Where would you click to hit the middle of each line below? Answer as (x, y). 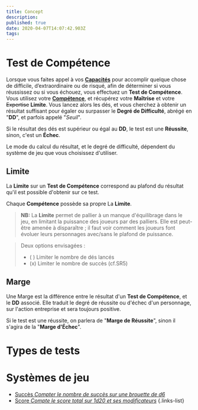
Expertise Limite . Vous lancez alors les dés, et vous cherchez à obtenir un (96, 105)
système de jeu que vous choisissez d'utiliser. (62, 153)
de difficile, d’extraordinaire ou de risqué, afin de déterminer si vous (89, 86)
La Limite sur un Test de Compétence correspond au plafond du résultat (95, 186)
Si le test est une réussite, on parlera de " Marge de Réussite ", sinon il (91, 320)
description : (22, 17)
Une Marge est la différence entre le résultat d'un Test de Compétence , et (97, 296)
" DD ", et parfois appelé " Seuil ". (44, 117)
